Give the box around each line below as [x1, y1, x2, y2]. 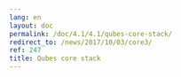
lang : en [9, 12, 42, 22]
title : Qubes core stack [9, 54, 101, 63]
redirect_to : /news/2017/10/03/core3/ [9, 37, 153, 47]
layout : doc [9, 21, 53, 30]
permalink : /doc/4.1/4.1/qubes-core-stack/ [9, 29, 173, 38]
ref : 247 [9, 46, 42, 55]
